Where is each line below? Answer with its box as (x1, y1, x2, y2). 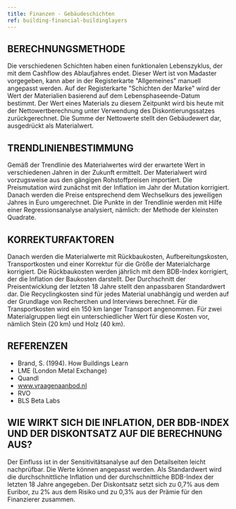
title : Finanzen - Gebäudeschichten (7, 10, 115, 18)
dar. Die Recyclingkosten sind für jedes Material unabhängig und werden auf (7, 290, 229, 298)
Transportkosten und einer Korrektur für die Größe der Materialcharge (7, 259, 211, 268)
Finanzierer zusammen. (7, 495, 76, 503)
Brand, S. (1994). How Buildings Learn (17, 359, 129, 367)
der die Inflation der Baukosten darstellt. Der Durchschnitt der (7, 274, 187, 283)
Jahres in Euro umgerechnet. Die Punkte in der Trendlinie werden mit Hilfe (7, 198, 223, 207)
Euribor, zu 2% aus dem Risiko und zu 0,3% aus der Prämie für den (7, 487, 203, 496)
